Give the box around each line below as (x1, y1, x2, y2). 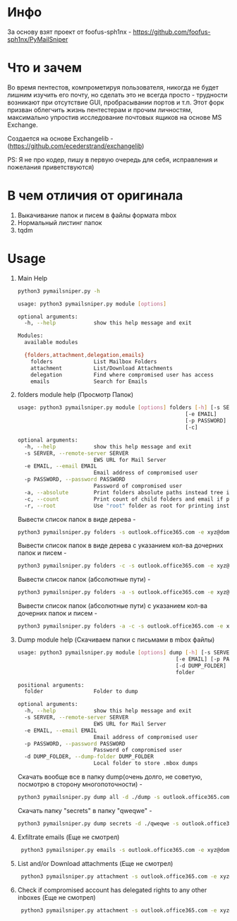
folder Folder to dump (24, 688, 138, 695)
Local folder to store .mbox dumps (93, 760, 198, 767)
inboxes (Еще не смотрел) (17, 893, 97, 901)
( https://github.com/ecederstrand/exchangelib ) (7, 142, 145, 150)
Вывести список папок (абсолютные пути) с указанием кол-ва (17, 602, 208, 610)
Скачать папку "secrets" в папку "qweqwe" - (17, 806, 152, 815)
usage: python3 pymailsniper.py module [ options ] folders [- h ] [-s (17, 404, 221, 411)
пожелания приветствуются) (7, 163, 95, 171)
